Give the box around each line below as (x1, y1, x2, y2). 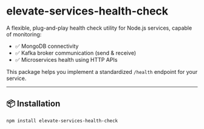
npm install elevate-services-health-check (6, 117, 118, 124)
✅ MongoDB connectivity (15, 42, 79, 50)
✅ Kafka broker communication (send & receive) (15, 49, 137, 56)
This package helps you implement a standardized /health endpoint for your (6, 68, 198, 75)
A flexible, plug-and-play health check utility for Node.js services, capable (6, 24, 192, 31)
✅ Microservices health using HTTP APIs (15, 56, 118, 63)
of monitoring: (6, 30, 42, 38)
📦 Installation (6, 99, 61, 109)
